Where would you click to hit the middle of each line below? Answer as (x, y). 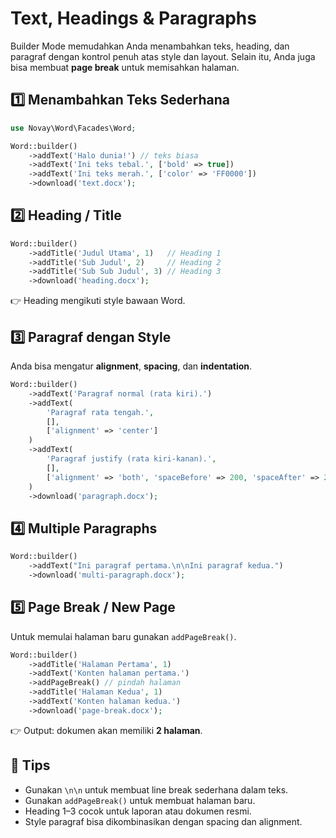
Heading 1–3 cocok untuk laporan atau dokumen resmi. (138, 811)
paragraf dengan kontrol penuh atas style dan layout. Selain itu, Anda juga (163, 56)
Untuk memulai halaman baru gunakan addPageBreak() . (123, 636)
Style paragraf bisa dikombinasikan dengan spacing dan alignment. (163, 821)
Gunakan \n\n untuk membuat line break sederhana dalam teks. (156, 789)
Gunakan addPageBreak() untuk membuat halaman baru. (140, 800)
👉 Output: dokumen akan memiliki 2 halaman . (106, 730)
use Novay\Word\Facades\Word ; (73, 128)
